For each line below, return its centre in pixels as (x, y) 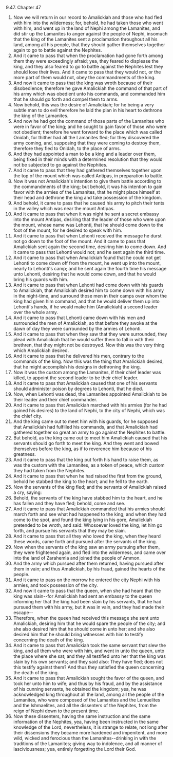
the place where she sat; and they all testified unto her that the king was (90, 656)
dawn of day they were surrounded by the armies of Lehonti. (77, 329)
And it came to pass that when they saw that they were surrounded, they (90, 334)
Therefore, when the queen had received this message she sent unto (86, 618)
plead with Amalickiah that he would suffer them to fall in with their (84, 339)
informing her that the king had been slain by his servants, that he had (87, 602)
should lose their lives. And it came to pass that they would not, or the (87, 72)
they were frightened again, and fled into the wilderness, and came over (90, 552)
